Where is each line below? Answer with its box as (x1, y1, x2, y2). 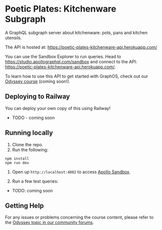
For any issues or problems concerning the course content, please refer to (5, 215, 154, 220)
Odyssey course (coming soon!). (5, 78, 70, 84)
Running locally (5, 129, 53, 137)
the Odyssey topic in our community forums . (5, 219, 94, 226)
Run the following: (12, 147, 49, 153)
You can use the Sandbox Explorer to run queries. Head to (5, 53, 121, 59)
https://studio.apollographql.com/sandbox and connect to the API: (5, 59, 137, 64)
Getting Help (5, 201, 44, 210)
